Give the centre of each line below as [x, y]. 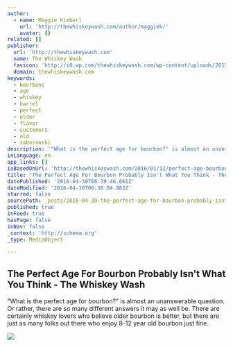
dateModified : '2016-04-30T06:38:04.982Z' [69, 188]
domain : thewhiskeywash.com [54, 71]
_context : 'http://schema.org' [52, 233]
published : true [31, 208]
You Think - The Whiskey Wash [76, 284]
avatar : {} [35, 33]
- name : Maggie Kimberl [48, 20]
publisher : [23, 46]
